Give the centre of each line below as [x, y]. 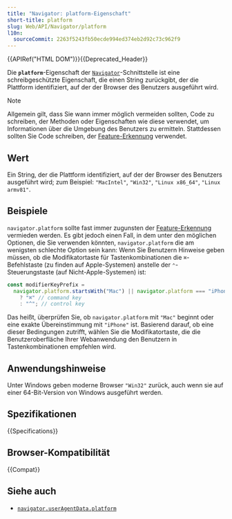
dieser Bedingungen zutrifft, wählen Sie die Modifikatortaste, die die [104, 332]
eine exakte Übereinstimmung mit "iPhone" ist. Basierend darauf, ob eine [110, 325]
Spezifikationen [42, 414]
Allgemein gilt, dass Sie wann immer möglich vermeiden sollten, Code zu [111, 114]
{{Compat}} [23, 469]
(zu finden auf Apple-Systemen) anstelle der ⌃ [110, 265]
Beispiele [28, 211]
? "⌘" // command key [50, 298]
